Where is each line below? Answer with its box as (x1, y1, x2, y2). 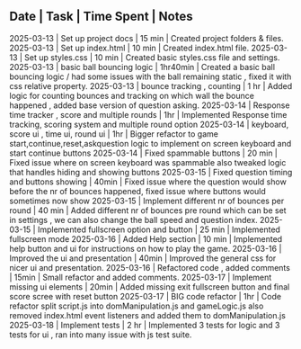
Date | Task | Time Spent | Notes (9, 9, 193, 24)
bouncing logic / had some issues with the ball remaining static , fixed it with (9, 71, 292, 82)
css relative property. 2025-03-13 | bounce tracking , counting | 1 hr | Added (9, 80, 293, 91)
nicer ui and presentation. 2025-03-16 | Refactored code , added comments (9, 262, 290, 273)
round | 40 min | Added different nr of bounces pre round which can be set (9, 204, 287, 216)
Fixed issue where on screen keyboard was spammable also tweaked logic (9, 157, 287, 167)
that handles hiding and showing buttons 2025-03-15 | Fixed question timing (9, 166, 293, 177)
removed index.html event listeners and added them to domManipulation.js (9, 309, 286, 320)
